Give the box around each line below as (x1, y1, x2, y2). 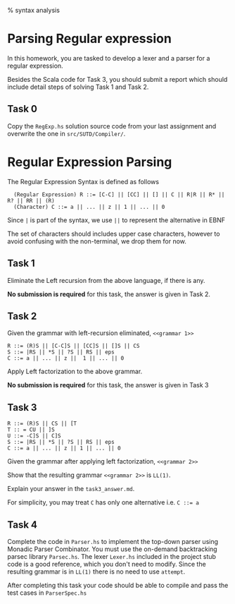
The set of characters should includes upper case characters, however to (7, 229, 220, 238)
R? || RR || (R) (7, 197, 55, 204)
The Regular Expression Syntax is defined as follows (7, 177, 160, 186)
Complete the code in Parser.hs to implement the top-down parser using (7, 537, 219, 545)
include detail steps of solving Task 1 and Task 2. (7, 83, 149, 91)
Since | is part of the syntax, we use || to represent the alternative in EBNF (7, 215, 226, 224)
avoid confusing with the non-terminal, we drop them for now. (7, 236, 186, 246)
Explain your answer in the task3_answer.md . (7, 485, 135, 493)
